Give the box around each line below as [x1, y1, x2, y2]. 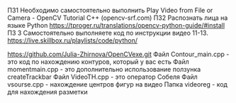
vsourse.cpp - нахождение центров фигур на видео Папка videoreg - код [7, 80, 228, 88]
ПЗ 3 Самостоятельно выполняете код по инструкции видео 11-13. [7, 28, 209, 37]
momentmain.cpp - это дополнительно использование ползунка [7, 65, 201, 73]
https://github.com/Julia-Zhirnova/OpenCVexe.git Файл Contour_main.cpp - [7, 50, 230, 58]
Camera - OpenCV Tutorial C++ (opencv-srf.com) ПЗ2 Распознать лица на [7, 13, 228, 22]
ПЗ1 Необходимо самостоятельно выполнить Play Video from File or [7, 6, 213, 14]
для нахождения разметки [7, 88, 88, 96]
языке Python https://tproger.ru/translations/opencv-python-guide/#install [7, 21, 225, 29]
